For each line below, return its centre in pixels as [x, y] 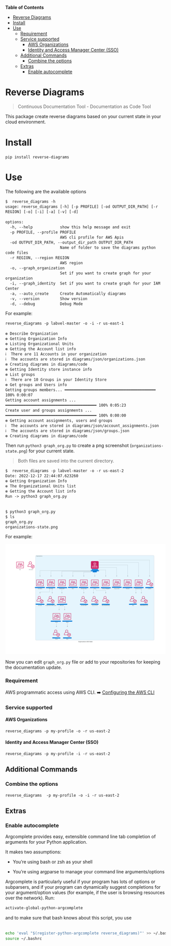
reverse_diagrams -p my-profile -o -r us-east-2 [58, 731]
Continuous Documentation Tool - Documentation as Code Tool [84, 106]
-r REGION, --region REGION [40, 258]
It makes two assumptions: [33, 852]
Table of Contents [25, 7]
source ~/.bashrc [24, 938]
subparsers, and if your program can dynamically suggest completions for [83, 887]
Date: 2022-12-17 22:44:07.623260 [42, 476]
